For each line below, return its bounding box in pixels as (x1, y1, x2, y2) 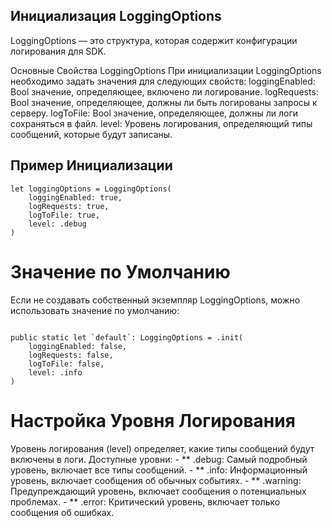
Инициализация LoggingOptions (10, 8, 222, 25)
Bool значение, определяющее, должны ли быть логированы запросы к (10, 96, 318, 108)
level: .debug (28, 219, 87, 229)
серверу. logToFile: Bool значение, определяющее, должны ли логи (10, 107, 298, 119)
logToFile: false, (28, 359, 105, 369)
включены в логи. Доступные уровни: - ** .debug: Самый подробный (10, 453, 308, 465)
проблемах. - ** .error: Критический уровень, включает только (10, 495, 281, 508)
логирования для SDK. (10, 45, 107, 57)
